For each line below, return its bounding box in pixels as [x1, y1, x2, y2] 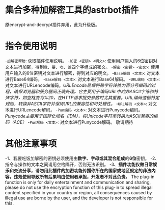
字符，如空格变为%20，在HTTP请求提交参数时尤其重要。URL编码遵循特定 [9, 94, 160, 101]
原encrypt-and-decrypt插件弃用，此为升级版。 [5, 22, 100, 27]
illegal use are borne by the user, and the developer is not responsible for [5, 195, 153, 201]
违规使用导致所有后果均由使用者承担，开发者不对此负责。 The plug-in [13, 174, 155, 180]
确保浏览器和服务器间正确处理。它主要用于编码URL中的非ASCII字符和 [13, 88, 154, 94]
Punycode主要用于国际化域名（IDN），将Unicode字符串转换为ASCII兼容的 [5, 113, 154, 119]
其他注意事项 [5, 138, 57, 150]
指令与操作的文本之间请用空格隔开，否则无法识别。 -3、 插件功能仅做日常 [5, 161, 153, 167]
